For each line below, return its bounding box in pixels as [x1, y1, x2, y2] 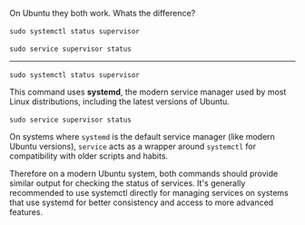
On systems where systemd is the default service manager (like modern [9, 132, 275, 142]
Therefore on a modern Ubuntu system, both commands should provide [9, 168, 279, 179]
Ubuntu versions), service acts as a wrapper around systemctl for [9, 141, 257, 152]
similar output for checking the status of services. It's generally [9, 178, 246, 189]
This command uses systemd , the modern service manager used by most [9, 86, 287, 97]
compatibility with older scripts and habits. [9, 151, 169, 161]
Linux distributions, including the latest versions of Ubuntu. [9, 96, 230, 107]
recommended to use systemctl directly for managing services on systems [9, 188, 289, 198]
